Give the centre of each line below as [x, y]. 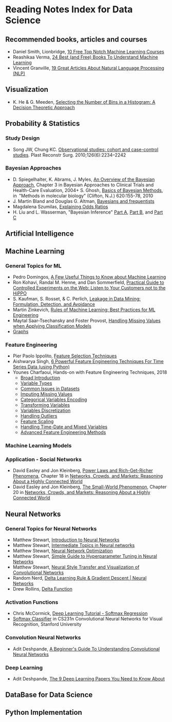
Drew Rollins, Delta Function [43, 589]
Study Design [23, 138]
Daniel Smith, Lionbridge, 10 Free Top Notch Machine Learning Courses [88, 52]
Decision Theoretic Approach [44, 107]
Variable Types [36, 383]
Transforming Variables [45, 405]
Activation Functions [32, 602]
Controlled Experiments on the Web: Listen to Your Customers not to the [89, 288]
